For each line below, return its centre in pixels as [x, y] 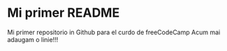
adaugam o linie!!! [33, 39]
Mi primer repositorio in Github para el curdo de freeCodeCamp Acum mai [114, 32]
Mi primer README [64, 13]
